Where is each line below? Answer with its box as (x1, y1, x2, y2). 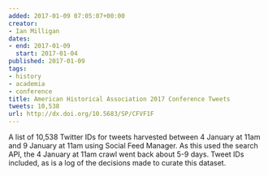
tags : (8, 65, 27, 73)
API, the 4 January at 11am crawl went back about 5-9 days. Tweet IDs (8, 149, 244, 159)
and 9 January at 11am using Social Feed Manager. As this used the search (8, 141, 258, 150)
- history (8, 72, 42, 80)
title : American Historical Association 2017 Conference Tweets (8, 95, 231, 103)
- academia (8, 79, 45, 88)
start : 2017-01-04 (15, 49, 79, 58)
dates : (8, 34, 31, 43)
